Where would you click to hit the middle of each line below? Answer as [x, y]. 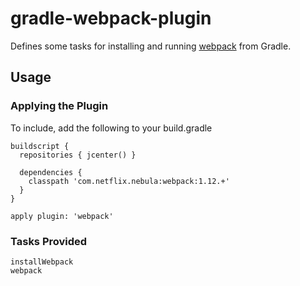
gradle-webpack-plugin [111, 18]
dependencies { [51, 172]
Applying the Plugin [59, 106]
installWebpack [42, 262]
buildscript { [40, 146]
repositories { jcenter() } [78, 155]
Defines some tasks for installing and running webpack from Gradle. [151, 46]
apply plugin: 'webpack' [62, 216]
